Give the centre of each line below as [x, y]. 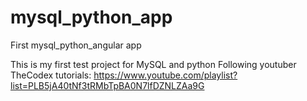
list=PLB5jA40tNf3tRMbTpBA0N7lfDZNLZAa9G [107, 85]
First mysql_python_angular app [76, 45]
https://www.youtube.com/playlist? [165, 75]
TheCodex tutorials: [51, 75]
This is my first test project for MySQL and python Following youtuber [153, 64]
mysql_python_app [91, 17]
